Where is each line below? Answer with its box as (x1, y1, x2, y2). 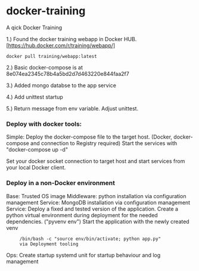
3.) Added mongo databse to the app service (6, 82, 116, 89)
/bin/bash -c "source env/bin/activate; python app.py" (19, 236, 161, 242)
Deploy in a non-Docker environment (6, 179, 115, 187)
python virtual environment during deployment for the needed (6, 211, 158, 218)
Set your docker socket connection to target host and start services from (6, 158, 185, 165)
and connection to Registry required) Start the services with (30, 140, 178, 147)
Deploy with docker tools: (6, 119, 82, 128)
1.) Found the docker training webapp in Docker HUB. (6, 35, 137, 42)
